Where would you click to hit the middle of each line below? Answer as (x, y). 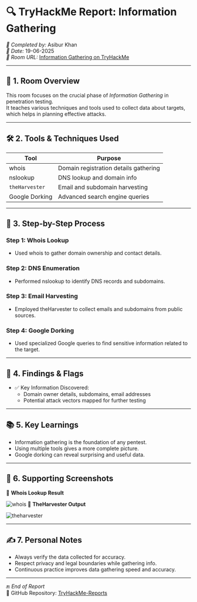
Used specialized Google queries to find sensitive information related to (101, 343)
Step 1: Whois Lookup (38, 240)
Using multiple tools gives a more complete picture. (77, 448)
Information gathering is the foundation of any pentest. (81, 442)
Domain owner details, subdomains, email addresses (87, 394)
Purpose (109, 158)
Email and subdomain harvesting (103, 187)
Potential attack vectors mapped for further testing (84, 400)
